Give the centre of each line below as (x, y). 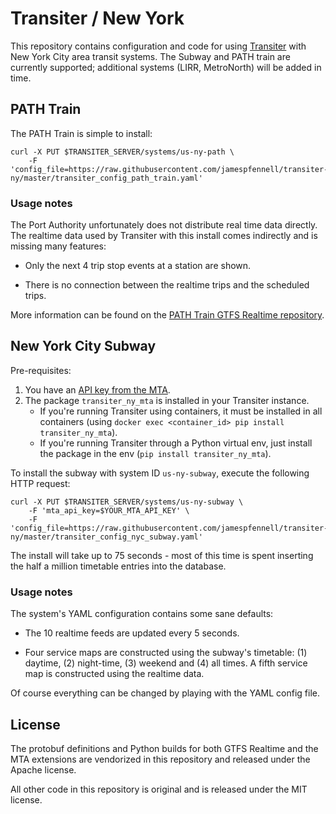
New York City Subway (83, 346)
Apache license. (43, 769)
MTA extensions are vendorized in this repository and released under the (160, 759)
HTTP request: (40, 483)
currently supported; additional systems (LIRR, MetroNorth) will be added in (166, 67)
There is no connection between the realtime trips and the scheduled (167, 285)
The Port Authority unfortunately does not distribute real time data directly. (164, 225)
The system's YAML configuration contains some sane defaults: (142, 614)
